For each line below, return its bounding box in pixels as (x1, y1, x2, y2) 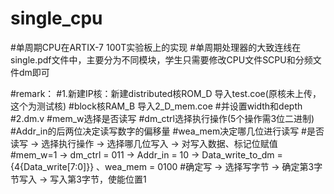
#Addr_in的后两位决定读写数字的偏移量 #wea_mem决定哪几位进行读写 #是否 (10, 125, 325, 137)
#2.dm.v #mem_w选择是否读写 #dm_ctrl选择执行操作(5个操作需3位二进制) (10, 112, 315, 124)
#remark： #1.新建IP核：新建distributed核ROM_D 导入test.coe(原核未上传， (10, 87, 322, 99)
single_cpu (10, 7, 103, 30)
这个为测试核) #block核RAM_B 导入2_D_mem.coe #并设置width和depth (10, 100, 303, 112)
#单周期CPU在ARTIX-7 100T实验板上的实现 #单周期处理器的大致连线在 (10, 41, 302, 53)
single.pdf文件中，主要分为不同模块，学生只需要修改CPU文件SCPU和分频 (10, 53, 313, 66)
